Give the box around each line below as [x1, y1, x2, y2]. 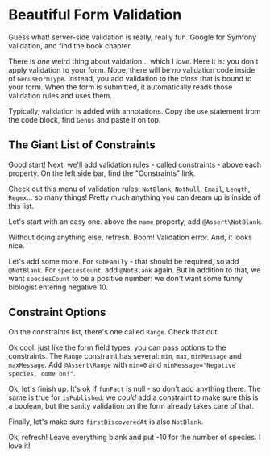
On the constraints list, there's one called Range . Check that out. [8, 326, 220, 336]
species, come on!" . [8, 368, 76, 378]
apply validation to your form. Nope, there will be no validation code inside [8, 64, 255, 74]
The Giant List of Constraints [8, 139, 156, 152]
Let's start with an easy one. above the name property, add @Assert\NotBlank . [8, 216, 263, 226]
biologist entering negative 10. [8, 282, 109, 292]
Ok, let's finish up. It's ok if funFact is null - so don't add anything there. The [8, 384, 262, 393]
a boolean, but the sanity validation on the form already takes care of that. [8, 401, 254, 410]
